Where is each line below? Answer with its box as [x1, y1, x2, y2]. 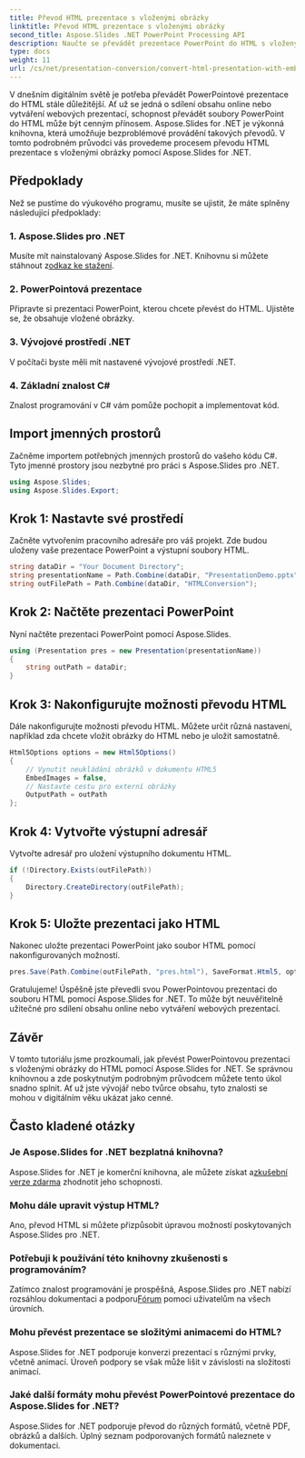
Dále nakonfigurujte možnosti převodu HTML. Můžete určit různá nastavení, [9, 721, 292, 732]
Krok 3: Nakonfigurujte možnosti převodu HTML [9, 696, 288, 712]
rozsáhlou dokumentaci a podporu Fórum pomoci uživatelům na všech [9, 1293, 271, 1304]
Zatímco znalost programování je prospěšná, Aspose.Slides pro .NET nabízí [9, 1283, 291, 1295]
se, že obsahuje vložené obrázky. [9, 313, 134, 324]
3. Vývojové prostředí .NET [9, 335, 132, 348]
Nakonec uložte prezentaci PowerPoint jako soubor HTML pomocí [9, 940, 256, 951]
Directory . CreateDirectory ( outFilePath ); [25, 883, 184, 892]
